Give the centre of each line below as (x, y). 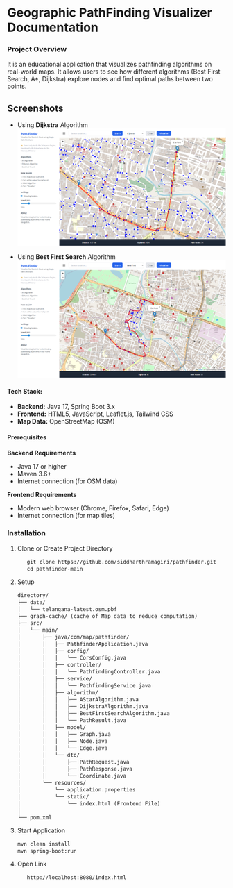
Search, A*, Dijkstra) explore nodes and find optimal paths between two (110, 79)
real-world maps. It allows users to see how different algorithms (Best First (114, 72)
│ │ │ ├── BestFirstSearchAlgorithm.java (93, 713)
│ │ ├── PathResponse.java (75, 769)
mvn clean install (44, 844)
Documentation (53, 27)
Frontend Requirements (42, 494)
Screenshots (35, 108)
